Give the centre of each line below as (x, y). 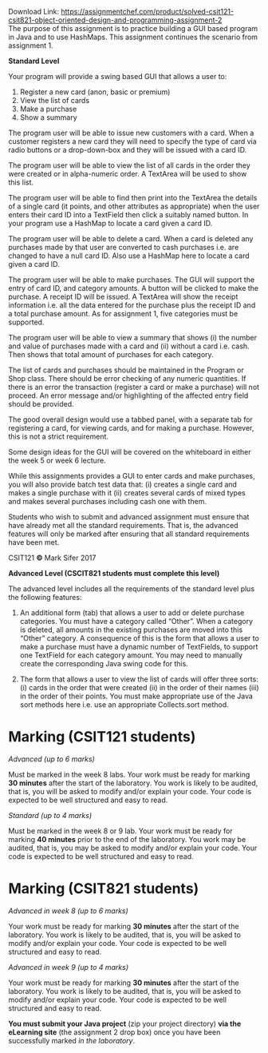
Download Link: (34, 12)
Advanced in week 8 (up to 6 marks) (69, 911)
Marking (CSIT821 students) (104, 889)
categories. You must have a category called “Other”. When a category (136, 621)
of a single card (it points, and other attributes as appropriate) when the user (134, 206)
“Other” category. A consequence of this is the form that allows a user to (139, 638)
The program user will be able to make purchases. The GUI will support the (132, 280)
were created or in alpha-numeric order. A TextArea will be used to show (128, 174)
